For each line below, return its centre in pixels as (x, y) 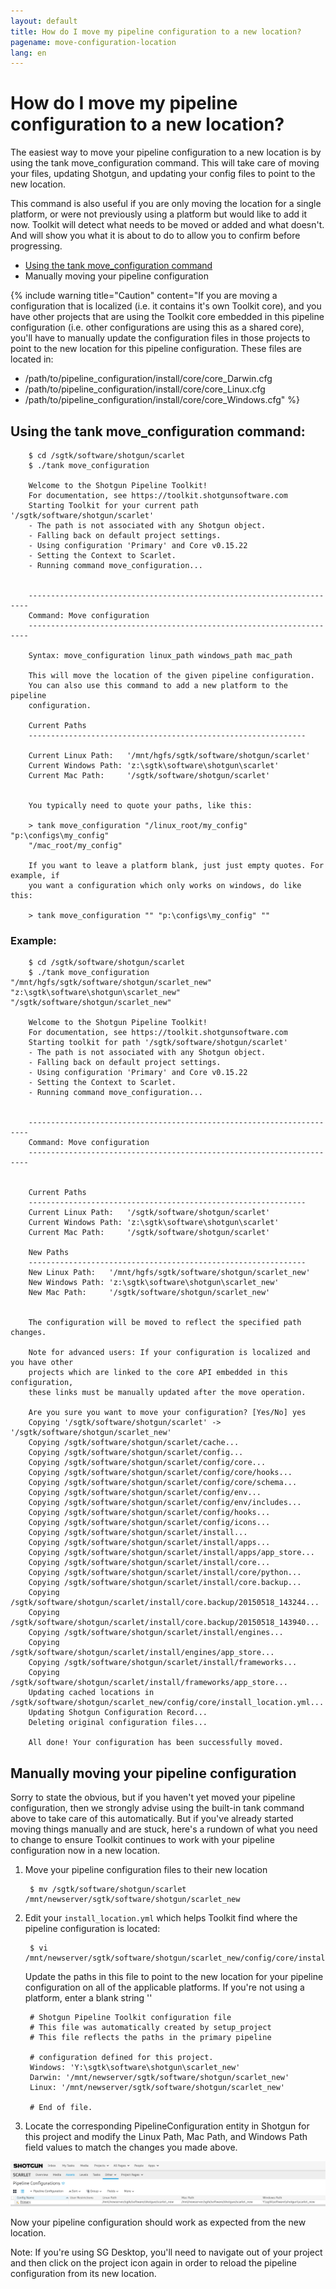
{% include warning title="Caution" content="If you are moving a (144, 296)
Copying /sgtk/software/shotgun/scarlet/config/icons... (149, 1523)
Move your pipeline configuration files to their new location (146, 1870)
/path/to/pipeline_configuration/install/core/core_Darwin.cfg (148, 379)
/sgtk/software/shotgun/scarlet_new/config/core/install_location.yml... (167, 1703)
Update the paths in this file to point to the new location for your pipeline (174, 1977)
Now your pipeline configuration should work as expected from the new (158, 2222)
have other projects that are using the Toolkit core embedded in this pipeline (167, 317)
